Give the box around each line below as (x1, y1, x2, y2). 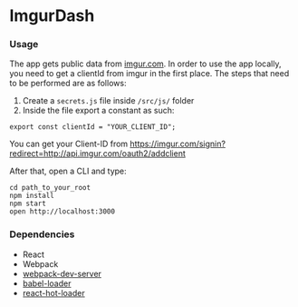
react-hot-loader (22, 287, 85, 298)
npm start (9, 199, 47, 209)
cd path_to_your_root (9, 183, 91, 193)
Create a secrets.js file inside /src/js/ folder (22, 95, 195, 106)
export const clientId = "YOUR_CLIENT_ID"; (9, 123, 177, 132)
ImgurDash (9, 5, 95, 26)
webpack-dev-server (22, 268, 102, 279)
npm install (9, 192, 54, 201)
